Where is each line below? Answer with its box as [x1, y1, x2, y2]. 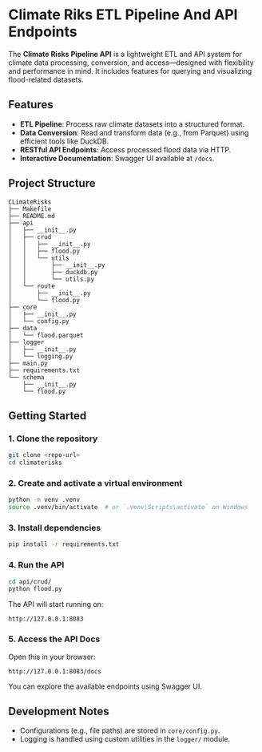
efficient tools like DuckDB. [19, 136, 109, 146]
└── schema [8, 373, 45, 382]
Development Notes [8, 704, 109, 718]
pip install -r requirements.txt [8, 540, 120, 548]
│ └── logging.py [8, 352, 73, 360]
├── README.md [8, 212, 56, 220]
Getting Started [8, 409, 87, 422]
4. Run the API [8, 560, 65, 571]
